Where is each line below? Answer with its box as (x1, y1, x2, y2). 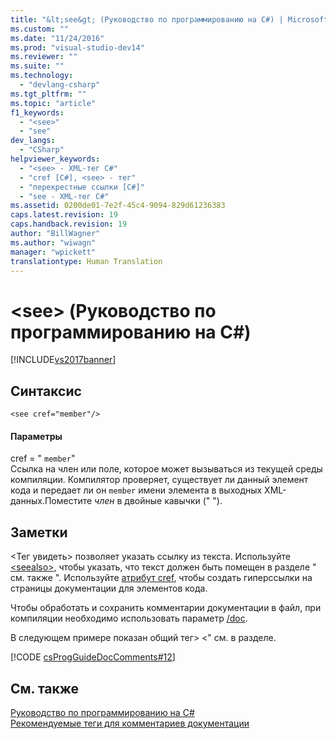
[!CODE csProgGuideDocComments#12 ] (10, 651, 176, 663)
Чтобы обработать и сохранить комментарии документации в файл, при (10, 602, 322, 614)
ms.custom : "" (10, 24, 70, 34)
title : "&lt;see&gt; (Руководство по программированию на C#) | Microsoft (10, 14, 329, 25)
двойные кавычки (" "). (124, 495, 223, 507)
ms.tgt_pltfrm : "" (10, 89, 87, 99)
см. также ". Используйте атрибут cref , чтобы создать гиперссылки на (10, 572, 313, 584)
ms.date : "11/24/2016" (10, 33, 105, 43)
